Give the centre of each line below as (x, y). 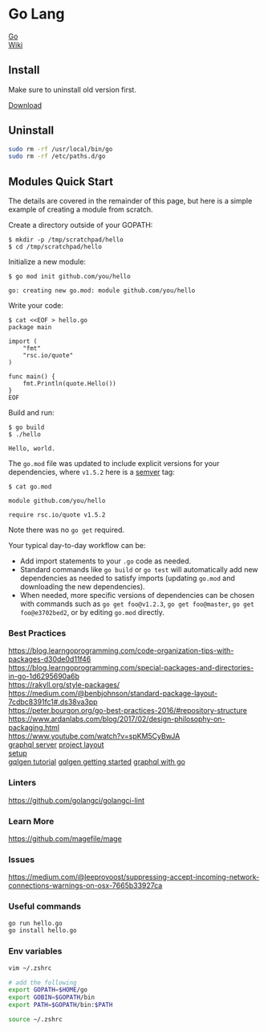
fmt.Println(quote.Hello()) (69, 384)
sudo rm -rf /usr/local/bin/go (61, 149)
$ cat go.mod (30, 487)
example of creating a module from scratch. (81, 209)
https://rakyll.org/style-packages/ (64, 685)
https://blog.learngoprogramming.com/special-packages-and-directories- (131, 668)
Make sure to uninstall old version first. (72, 89)
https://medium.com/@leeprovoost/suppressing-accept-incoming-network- (134, 877)
